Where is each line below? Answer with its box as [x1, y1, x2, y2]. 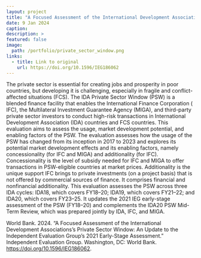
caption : [6, 25, 28, 32]
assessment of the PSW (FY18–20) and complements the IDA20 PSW [6, 202, 176, 209]
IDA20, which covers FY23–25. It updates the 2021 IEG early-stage [6, 195, 170, 202]
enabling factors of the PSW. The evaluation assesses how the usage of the [6, 132, 193, 139]
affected [6, 93, 27, 101]
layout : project [6, 8, 47, 15]
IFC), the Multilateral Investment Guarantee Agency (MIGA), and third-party [6, 106, 191, 114]
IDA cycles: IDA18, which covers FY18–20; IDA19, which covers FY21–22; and [6, 189, 195, 196]
